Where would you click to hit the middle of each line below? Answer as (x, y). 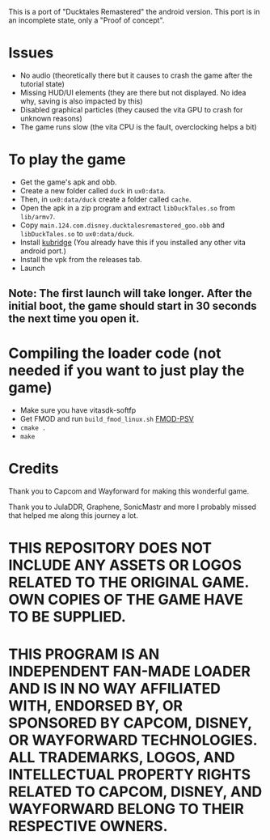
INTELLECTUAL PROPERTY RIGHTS (130, 774)
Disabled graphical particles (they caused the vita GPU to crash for (131, 109)
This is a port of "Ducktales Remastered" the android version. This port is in (134, 12)
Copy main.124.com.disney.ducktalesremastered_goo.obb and (122, 225)
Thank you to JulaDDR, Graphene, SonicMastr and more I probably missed (133, 507)
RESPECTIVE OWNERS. (88, 826)
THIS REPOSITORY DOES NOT (110, 548)
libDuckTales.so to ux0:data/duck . (77, 233)
